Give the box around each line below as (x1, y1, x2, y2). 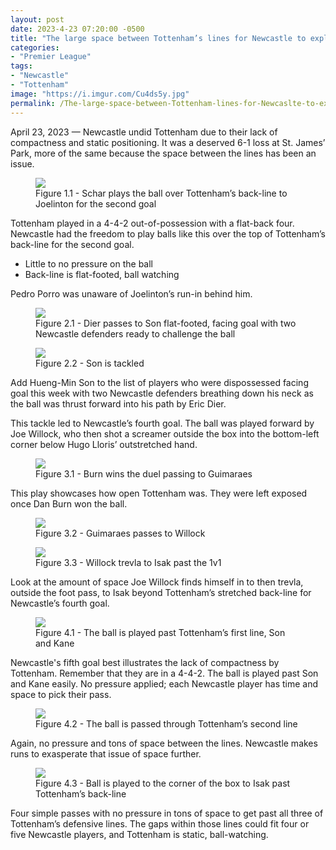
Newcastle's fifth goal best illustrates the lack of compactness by (10, 656, 280, 668)
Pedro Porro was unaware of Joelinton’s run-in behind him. (10, 287, 253, 300)
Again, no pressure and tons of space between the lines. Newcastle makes (10, 737, 318, 749)
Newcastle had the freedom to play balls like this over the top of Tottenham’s (10, 227, 326, 240)
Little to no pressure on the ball (24, 257, 154, 270)
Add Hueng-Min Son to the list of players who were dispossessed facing (10, 376, 309, 388)
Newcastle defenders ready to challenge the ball (35, 327, 236, 340)
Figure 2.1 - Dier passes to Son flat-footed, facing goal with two (35, 317, 297, 329)
